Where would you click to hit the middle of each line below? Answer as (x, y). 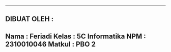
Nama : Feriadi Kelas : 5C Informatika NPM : (76, 36)
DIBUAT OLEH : (30, 19)
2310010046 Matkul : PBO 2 (50, 44)
